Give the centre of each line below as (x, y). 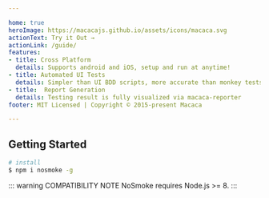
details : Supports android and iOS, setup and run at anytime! (123, 68)
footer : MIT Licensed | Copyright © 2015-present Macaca (105, 105)
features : (25, 53)
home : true (26, 22)
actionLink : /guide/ (43, 45)
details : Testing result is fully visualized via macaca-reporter (128, 97)
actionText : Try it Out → (51, 38)
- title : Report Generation (57, 90)
